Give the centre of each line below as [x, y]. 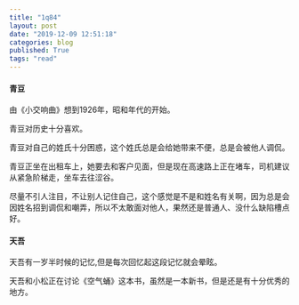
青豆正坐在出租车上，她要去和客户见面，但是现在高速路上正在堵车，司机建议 [149, 166]
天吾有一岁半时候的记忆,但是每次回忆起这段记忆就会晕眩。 [116, 262]
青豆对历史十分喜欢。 [48, 129]
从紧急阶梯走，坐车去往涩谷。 [64, 178]
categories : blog [41, 42]
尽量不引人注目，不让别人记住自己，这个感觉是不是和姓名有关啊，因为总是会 [149, 197]
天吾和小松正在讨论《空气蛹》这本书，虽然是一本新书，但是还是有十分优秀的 [149, 281]
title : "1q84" [36, 17]
